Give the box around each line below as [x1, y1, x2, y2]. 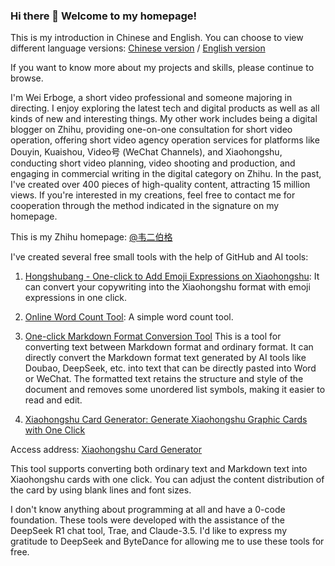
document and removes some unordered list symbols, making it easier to [24, 384, 326, 396]
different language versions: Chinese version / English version [10, 42, 266, 54]
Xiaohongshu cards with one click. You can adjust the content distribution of [10, 474, 325, 486]
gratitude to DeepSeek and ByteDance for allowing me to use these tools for [10, 535, 325, 548]
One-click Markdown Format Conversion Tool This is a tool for [24, 330, 282, 343]
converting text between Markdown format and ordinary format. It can [24, 341, 314, 353]
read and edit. [24, 394, 83, 406]
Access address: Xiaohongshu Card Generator [10, 444, 203, 456]
